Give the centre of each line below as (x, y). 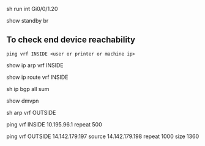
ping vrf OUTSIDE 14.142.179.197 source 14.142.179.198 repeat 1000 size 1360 (103, 136)
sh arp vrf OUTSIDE (31, 112)
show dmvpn (23, 101)
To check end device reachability (71, 40)
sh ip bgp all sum (28, 89)
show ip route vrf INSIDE (37, 77)
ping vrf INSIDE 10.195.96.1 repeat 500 (54, 124)
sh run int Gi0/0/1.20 (32, 9)
